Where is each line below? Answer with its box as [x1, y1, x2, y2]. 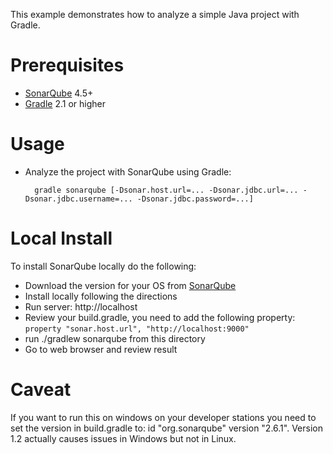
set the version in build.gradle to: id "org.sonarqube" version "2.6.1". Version [10, 422, 323, 434]
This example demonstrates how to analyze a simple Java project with [10, 9, 300, 20]
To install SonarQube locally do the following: [10, 260, 197, 272]
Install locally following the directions [24, 290, 178, 302]
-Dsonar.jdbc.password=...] [136, 194, 254, 204]
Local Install [10, 227, 113, 250]
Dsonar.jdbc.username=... [24, 194, 133, 204]
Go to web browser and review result [24, 343, 178, 355]
